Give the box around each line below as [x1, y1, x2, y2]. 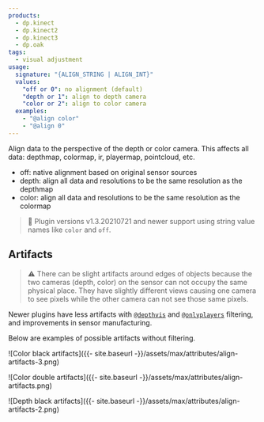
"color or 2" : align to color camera [22, 100, 147, 108]
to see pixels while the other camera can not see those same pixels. [27, 294, 249, 303]
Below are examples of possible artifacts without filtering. [8, 333, 196, 343]
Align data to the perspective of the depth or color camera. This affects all [8, 143, 249, 153]
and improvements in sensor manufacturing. [8, 317, 153, 327]
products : [8, 11, 41, 20]
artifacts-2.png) [8, 405, 60, 414]
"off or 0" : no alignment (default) [22, 85, 144, 93]
